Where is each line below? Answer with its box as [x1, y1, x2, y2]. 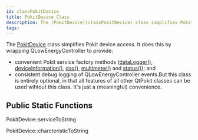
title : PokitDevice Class [6, 14, 70, 20]
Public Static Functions [6, 100, 93, 110]
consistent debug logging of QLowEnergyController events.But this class [14, 71, 192, 78]
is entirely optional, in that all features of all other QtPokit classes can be [14, 77, 190, 84]
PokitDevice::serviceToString [6, 116, 77, 123]
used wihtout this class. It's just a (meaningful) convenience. [14, 83, 162, 91]
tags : [6, 25, 19, 31]
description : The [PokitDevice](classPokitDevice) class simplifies [6, 19, 178, 25]
